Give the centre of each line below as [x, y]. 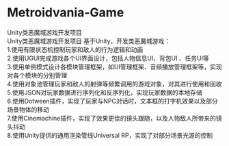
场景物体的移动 [28, 109]
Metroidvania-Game [66, 13]
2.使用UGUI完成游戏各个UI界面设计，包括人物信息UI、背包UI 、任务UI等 [108, 58]
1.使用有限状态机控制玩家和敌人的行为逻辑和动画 [75, 49]
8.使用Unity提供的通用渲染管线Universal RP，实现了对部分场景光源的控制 [110, 135]
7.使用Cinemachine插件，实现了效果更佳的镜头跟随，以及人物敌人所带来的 [112, 118]
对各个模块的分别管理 [37, 75]
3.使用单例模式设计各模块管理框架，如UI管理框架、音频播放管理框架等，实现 [114, 66]
